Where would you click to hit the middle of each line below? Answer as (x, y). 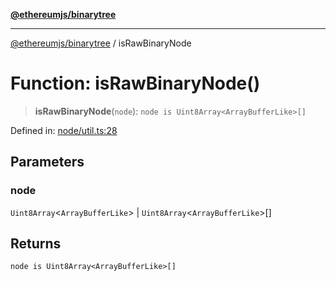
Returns (36, 244)
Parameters (47, 162)
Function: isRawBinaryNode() (135, 83)
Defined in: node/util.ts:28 (64, 130)
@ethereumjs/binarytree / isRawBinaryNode (101, 43)
